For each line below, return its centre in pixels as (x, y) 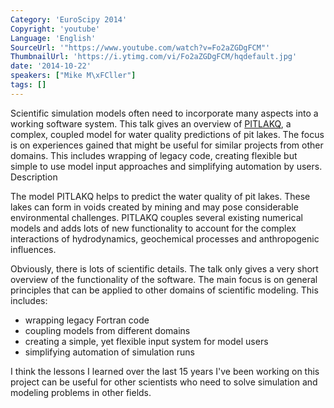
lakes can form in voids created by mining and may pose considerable (154, 207)
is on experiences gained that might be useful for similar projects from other (167, 145)
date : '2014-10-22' (51, 66)
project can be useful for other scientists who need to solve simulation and (164, 382)
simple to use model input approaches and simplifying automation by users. (166, 166)
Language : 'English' (53, 38)
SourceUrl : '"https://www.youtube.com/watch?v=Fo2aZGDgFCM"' (140, 47)
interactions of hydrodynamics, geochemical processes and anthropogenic (165, 238)
